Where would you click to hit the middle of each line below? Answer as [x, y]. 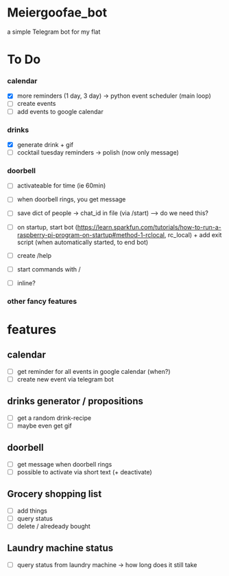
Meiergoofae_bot [57, 13]
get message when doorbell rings [64, 464]
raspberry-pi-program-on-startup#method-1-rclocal [91, 234]
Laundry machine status [60, 548]
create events [36, 104]
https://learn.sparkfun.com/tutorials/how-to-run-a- [149, 227]
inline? [26, 283]
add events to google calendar [60, 111]
